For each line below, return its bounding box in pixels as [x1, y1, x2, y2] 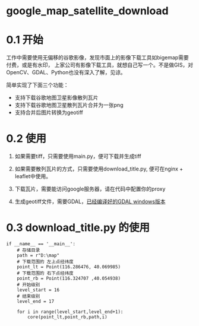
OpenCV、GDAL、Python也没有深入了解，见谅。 [6, 69, 126, 76]
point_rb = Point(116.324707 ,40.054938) [17, 276, 121, 281]
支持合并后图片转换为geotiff [14, 109, 83, 116]
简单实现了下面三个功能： [6, 81, 69, 88]
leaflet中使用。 [14, 173, 52, 180]
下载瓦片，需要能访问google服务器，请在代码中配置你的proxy [14, 185, 166, 192]
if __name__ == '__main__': [6, 241, 76, 247]
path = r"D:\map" [17, 252, 60, 258]
